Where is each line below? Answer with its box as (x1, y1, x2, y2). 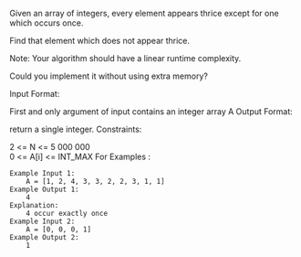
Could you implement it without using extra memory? (9, 70, 208, 81)
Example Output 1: (9, 185, 79, 194)
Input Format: (9, 89, 60, 99)
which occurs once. (9, 17, 84, 28)
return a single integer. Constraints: (9, 123, 142, 134)
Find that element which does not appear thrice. (9, 36, 190, 46)
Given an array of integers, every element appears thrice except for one (9, 8, 280, 18)
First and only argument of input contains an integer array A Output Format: (9, 106, 294, 117)
